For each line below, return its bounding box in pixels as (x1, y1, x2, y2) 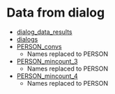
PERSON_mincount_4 (16, 71, 78, 80)
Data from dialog (6, 5, 105, 21)
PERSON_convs (16, 42, 62, 50)
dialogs (16, 35, 38, 43)
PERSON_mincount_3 (16, 57, 78, 65)
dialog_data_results (16, 28, 72, 36)
